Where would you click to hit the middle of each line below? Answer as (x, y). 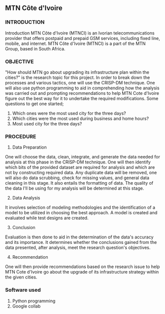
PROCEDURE (21, 136)
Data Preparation (29, 147)
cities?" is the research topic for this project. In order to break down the (78, 77)
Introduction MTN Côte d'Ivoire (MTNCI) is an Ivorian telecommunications (80, 33)
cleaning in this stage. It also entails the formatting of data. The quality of (79, 183)
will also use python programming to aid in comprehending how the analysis (82, 88)
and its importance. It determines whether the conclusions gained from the (81, 242)
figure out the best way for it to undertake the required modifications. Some (82, 98)
